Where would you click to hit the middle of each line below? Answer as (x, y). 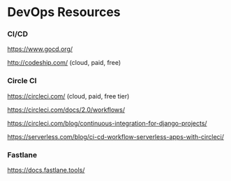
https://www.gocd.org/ (40, 49)
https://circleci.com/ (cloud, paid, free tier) (68, 96)
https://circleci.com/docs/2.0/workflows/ (66, 110)
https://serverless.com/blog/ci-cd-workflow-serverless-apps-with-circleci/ (116, 136)
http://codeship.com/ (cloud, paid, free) (64, 63)
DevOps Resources (64, 12)
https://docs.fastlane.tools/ (46, 170)
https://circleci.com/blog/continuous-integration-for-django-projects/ (107, 123)
